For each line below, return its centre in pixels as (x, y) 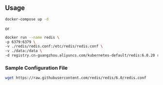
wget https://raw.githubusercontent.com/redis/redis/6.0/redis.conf (76, 78)
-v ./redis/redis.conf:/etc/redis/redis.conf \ (54, 46)
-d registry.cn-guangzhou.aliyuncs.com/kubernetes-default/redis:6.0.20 (80, 55)
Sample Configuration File (36, 68)
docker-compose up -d (27, 19)
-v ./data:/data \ (24, 51)
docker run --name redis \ (32, 37)
